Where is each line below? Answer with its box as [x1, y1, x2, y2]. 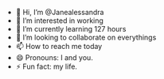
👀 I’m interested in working [15, 16, 103, 25]
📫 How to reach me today [15, 42, 103, 51]
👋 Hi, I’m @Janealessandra [15, 8, 104, 17]
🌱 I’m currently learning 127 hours [15, 24, 127, 33]
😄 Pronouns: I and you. [15, 53, 93, 62]
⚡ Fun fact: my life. [15, 62, 78, 71]
